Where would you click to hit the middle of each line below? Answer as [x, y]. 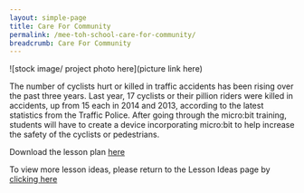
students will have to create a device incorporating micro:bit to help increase [152, 125]
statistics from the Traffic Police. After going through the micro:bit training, [148, 115]
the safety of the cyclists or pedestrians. [85, 135]
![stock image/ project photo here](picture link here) [106, 69]
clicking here [33, 179]
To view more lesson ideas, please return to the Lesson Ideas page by [140, 169]
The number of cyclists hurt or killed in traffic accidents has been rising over [152, 86]
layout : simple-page [48, 18]
